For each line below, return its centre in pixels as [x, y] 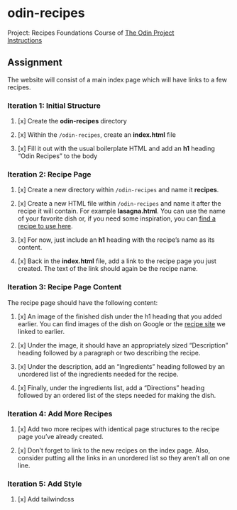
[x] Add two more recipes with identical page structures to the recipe [118, 429]
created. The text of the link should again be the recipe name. [108, 269]
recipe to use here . [45, 226]
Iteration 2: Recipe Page [49, 174]
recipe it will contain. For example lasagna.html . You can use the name [121, 211]
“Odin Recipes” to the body [57, 156]
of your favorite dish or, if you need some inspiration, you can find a [117, 218]
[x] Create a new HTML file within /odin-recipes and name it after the [119, 204]
